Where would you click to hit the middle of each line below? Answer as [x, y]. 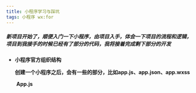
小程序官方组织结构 [38, 60]
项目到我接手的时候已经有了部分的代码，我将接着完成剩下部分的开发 [89, 44]
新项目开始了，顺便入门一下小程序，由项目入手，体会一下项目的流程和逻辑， [99, 36]
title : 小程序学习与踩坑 [33, 11]
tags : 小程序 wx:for [30, 17]
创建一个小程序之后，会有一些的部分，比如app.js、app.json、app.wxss [102, 72]
